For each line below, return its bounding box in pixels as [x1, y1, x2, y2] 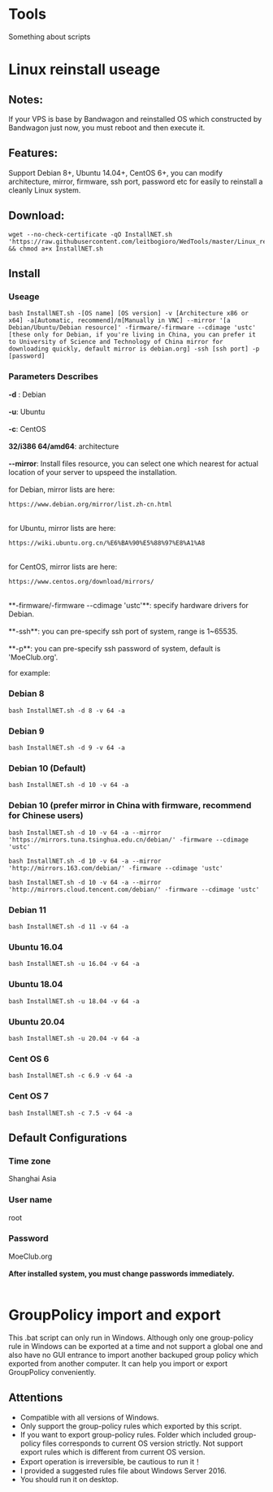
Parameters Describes [8, 371, 99, 382]
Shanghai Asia [8, 1174, 57, 1184]
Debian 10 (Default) [8, 763, 87, 774]
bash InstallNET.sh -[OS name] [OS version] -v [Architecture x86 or [8, 310, 249, 318]
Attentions [8, 1391, 63, 1405]
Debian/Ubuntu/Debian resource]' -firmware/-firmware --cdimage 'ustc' [8, 324, 256, 332]
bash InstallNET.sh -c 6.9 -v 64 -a [8, 1072, 132, 1080]
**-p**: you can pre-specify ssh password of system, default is [8, 643, 221, 653]
